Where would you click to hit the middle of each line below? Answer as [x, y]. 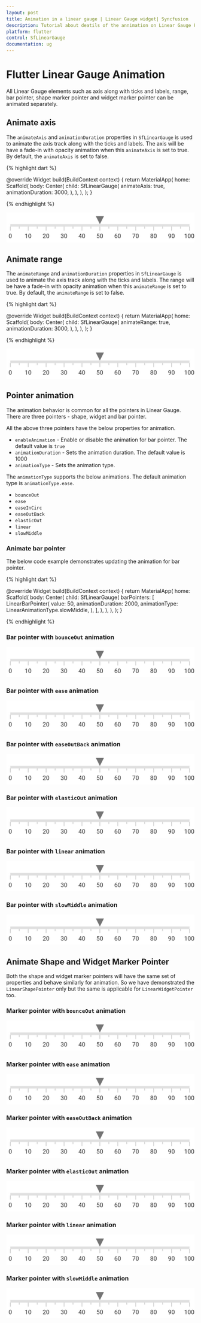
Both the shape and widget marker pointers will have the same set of [91, 976]
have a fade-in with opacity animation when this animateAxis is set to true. [98, 150]
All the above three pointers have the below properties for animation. [91, 428]
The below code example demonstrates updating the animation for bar [93, 561]
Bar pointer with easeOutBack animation [63, 744]
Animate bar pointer [36, 548]
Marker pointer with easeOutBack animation [69, 1118]
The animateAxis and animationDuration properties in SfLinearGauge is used [99, 137]
